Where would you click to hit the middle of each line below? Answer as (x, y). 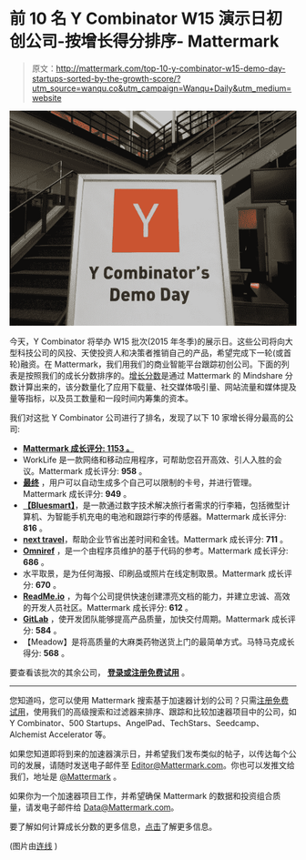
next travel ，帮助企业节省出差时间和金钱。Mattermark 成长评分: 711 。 (155, 539)
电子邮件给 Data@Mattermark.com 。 (110, 807)
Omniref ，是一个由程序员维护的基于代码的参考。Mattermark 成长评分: (155, 551)
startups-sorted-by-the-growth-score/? (106, 78)
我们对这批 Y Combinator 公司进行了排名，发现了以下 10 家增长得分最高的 (148, 417)
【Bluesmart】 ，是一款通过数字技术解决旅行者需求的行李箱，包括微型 (152, 505)
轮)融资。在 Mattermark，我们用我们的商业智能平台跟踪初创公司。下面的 (146, 364)
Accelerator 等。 (80, 734)
